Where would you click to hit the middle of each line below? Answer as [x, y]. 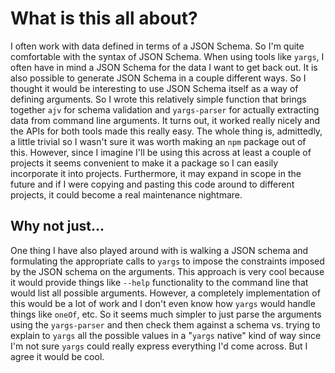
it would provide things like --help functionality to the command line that [159, 282]
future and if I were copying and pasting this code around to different [152, 184]
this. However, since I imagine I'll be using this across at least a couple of [161, 152]
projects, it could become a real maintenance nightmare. [126, 194]
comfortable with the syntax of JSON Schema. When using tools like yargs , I [167, 56]
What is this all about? [104, 18]
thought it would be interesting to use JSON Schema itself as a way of [154, 88]
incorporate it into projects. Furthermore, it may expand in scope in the [156, 173]
